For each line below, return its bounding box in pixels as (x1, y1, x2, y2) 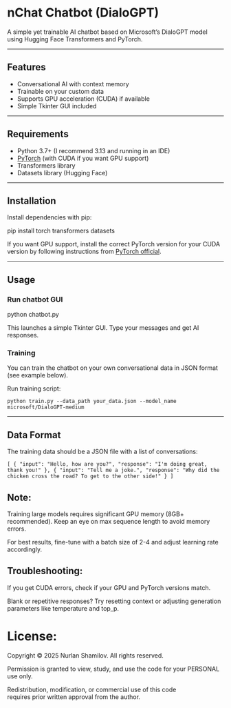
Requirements (7, 128, 69, 140)
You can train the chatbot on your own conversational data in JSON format (7, 364, 219, 372)
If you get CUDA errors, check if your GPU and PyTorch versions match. (7, 583, 211, 591)
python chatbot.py (7, 311, 60, 319)
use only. (7, 671, 33, 680)
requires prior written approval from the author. (7, 692, 141, 701)
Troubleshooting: (7, 565, 83, 577)
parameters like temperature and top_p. (7, 604, 119, 612)
